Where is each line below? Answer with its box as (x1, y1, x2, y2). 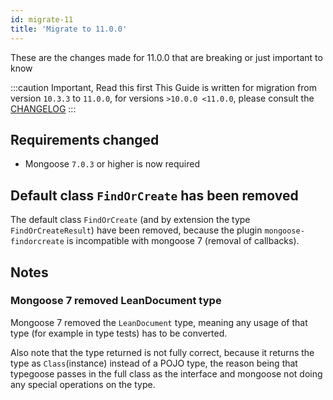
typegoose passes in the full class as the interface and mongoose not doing (10, 367, 323, 380)
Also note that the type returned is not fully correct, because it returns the (10, 346, 315, 358)
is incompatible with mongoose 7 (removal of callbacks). (66, 235, 300, 247)
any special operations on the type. (10, 378, 156, 390)
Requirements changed (10, 131, 160, 148)
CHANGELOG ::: (10, 102, 77, 115)
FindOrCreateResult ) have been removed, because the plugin (10, 224, 263, 236)
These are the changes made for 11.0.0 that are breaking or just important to (10, 51, 323, 63)
